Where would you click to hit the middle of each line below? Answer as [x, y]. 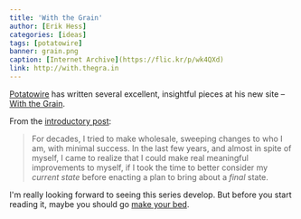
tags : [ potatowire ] [46, 43]
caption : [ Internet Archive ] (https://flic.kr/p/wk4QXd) [117, 60]
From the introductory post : [61, 121]
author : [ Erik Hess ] [48, 26]
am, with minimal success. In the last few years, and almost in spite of [161, 148]
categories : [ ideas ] [48, 34]
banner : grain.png [44, 52]
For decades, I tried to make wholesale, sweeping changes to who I [157, 138]
